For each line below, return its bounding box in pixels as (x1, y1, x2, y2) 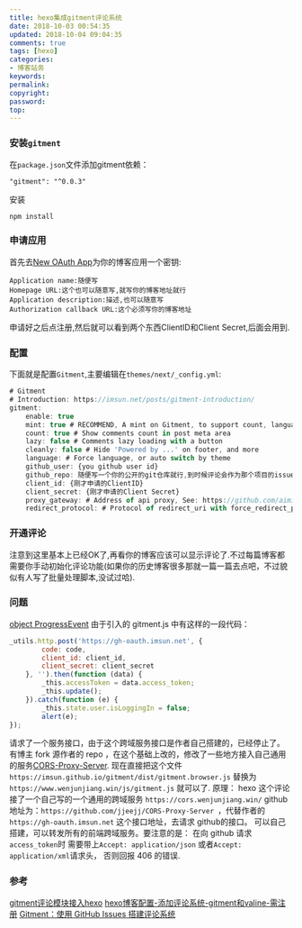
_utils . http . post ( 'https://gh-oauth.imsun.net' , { (9, 636, 203, 645)
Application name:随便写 (9, 276, 99, 285)
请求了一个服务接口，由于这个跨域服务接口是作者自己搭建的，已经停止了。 (9, 738, 285, 749)
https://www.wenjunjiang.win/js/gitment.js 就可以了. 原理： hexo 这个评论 (9, 783, 290, 794)
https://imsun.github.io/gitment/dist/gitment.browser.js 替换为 (9, 771, 257, 782)
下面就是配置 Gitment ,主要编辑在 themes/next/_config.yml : (9, 368, 222, 379)
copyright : (9, 88, 50, 97)
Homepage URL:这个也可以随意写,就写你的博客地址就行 (9, 286, 187, 295)
